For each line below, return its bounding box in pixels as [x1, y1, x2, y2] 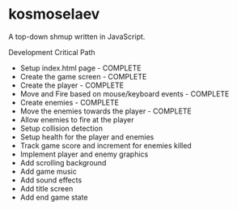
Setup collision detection [19, 123, 104, 133]
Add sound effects [19, 175, 83, 185]
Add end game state [19, 192, 88, 202]
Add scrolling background [19, 157, 107, 167]
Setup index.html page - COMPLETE [19, 62, 142, 73]
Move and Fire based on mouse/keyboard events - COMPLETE [19, 88, 230, 98]
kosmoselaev [8, 5, 100, 24]
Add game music [19, 166, 77, 176]
